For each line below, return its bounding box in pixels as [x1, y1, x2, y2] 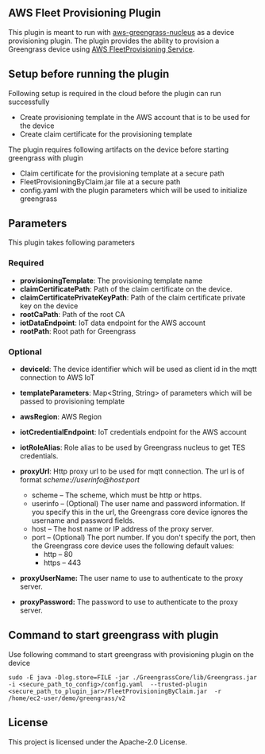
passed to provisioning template [19, 396, 125, 406]
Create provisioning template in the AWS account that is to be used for [19, 112, 251, 122]
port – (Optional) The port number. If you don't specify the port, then [31, 532, 255, 543]
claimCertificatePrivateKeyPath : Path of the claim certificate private [19, 292, 246, 302]
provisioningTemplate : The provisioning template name [19, 276, 203, 285]
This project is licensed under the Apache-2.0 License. [8, 737, 188, 746]
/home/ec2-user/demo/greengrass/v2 [8, 694, 126, 702]
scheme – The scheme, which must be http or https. [31, 490, 202, 500]
